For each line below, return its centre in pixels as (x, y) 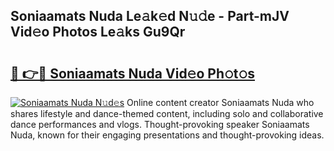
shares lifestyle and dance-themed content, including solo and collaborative (167, 113)
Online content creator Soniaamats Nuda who (220, 102)
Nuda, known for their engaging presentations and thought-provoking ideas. (167, 135)
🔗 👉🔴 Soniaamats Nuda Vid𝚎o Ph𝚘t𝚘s (133, 73)
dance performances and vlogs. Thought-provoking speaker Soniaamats (160, 124)
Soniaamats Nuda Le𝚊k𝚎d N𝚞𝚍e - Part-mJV (150, 16)
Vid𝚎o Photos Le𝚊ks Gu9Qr (98, 32)
